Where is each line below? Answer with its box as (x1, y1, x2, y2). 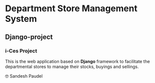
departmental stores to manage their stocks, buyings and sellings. (5, 63, 139, 69)
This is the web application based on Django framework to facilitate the (5, 58, 150, 64)
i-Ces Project (5, 47, 37, 54)
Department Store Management (5, 3, 138, 14)
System (5, 13, 37, 24)
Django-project (5, 33, 53, 41)
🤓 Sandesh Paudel (5, 73, 43, 79)
